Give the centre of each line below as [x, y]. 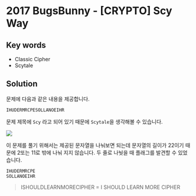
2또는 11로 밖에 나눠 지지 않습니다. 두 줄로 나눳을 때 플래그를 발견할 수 [97, 152]
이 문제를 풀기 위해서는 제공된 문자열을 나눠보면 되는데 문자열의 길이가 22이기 [95, 145]
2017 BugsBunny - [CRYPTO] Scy [89, 11]
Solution [22, 84]
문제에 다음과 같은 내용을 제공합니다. [48, 99]
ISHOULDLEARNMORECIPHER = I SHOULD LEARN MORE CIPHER [100, 187]
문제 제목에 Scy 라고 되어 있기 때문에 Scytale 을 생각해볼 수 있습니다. [85, 121]
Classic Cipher [32, 59]
